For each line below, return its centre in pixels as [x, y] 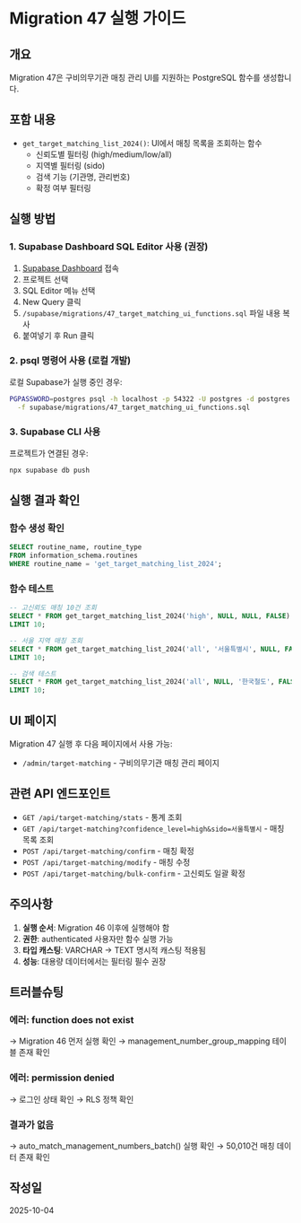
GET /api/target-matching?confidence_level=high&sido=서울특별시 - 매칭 [153, 828]
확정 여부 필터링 [63, 188]
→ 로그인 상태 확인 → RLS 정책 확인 [72, 1099]
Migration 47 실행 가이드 [98, 18]
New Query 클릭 [52, 301]
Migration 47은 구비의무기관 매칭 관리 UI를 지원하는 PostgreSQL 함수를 [135, 78]
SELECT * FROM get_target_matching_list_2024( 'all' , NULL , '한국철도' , [142, 682]
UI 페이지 [33, 720]
